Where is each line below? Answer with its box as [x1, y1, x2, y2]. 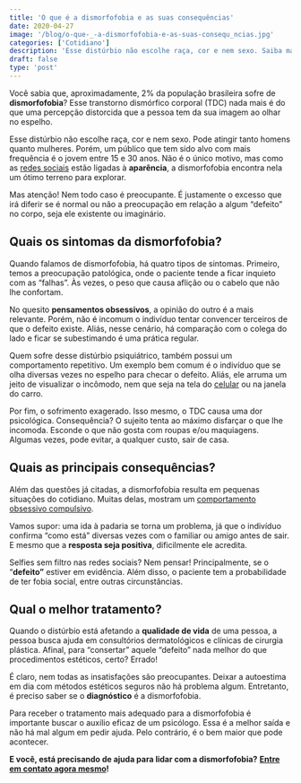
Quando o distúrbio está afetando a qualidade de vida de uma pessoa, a [9, 625, 278, 637]
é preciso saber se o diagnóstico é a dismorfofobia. [9, 691, 202, 701]
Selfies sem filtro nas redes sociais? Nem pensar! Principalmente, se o [9, 557, 270, 568]
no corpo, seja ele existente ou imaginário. [9, 208, 166, 219]
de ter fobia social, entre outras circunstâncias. [9, 576, 184, 587]
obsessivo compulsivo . [9, 503, 94, 514]
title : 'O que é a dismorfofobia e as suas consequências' [9, 13, 235, 22]
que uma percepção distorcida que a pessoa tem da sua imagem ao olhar [9, 107, 281, 117]
